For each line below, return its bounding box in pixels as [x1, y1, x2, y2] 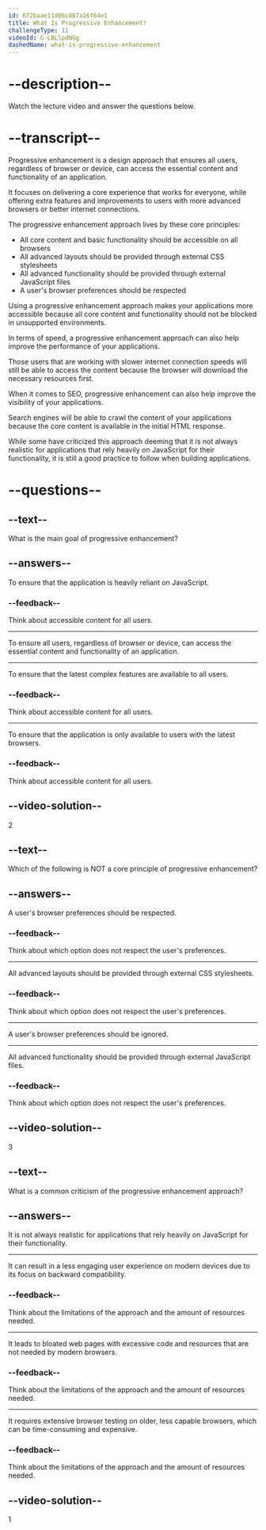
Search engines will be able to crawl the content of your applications [8, 413, 232, 422]
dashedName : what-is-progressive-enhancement [8, 41, 161, 49]
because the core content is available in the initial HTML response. [8, 422, 226, 430]
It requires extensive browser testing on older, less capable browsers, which [8, 1416, 257, 1426]
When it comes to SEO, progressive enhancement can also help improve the [8, 389, 256, 399]
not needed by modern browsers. [8, 1347, 117, 1356]
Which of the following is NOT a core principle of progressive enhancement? [8, 864, 258, 874]
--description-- [8, 75, 112, 93]
